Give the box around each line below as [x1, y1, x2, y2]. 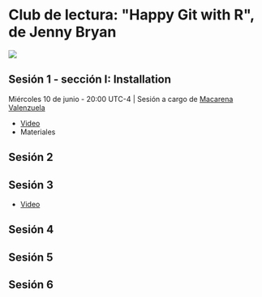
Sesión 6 [8, 278, 54, 292]
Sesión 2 [8, 151, 54, 164]
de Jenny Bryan [8, 23, 117, 41]
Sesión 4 [8, 223, 54, 236]
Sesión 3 [8, 178, 54, 192]
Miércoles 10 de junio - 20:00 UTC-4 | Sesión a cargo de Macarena [8, 94, 234, 104]
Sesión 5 [8, 250, 54, 264]
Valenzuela [8, 103, 46, 112]
